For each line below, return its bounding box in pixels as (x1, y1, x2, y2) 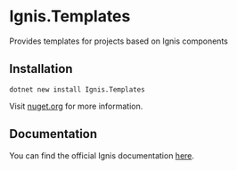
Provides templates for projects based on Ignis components (9, 36, 229, 46)
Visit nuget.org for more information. (9, 101, 143, 111)
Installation (9, 61, 73, 77)
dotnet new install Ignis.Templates (9, 85, 145, 94)
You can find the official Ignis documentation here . (9, 150, 194, 161)
